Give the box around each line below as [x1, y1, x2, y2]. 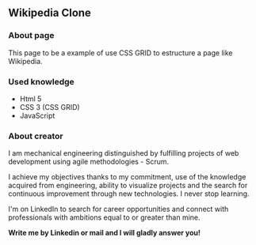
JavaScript [19, 111, 55, 120]
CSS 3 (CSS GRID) [19, 102, 81, 111]
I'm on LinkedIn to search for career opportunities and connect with [8, 205, 229, 214]
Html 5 [19, 94, 42, 104]
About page [8, 30, 55, 41]
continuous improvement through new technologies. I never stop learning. [8, 189, 250, 198]
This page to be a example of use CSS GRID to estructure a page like [8, 47, 233, 58]
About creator [8, 130, 63, 141]
